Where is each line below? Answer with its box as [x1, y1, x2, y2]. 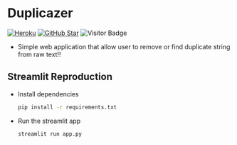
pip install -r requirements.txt [17, 104, 117, 111]
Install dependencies [17, 89, 80, 98]
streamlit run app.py [17, 130, 82, 137]
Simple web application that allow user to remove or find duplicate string [17, 42, 231, 51]
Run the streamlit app [17, 116, 80, 125]
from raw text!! [17, 50, 61, 59]
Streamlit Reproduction [7, 71, 112, 83]
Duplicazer [7, 5, 73, 21]
